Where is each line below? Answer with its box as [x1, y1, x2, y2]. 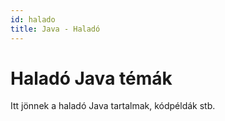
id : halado [10, 14, 56, 25]
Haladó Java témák [10, 67, 173, 90]
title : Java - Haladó [10, 24, 101, 34]
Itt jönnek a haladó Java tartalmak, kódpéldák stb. [10, 100, 216, 112]
